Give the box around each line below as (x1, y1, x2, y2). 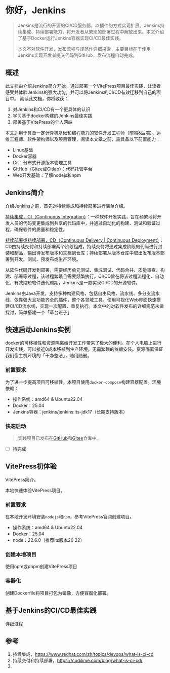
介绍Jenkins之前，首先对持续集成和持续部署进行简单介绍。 (5, 203, 128, 209)
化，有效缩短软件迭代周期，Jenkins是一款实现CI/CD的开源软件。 (5, 279, 141, 285)
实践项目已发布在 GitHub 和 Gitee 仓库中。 (17, 435, 101, 441)
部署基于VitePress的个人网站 (12, 119, 73, 125)
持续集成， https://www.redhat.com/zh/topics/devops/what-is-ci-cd (12, 651, 154, 657)
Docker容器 (12, 153, 37, 159)
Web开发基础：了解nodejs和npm (12, 172, 81, 178)
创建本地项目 (5, 551, 37, 558)
